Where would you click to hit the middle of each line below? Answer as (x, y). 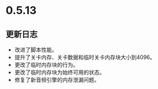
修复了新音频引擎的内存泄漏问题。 (57, 80)
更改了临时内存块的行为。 (46, 65)
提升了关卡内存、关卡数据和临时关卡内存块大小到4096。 (85, 57)
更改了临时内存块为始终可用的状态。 (60, 72)
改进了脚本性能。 (36, 50)
